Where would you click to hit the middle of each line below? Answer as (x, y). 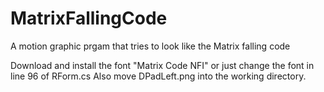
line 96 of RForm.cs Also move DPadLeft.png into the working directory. (158, 76)
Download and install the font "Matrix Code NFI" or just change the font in (162, 65)
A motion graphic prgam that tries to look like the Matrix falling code (150, 46)
